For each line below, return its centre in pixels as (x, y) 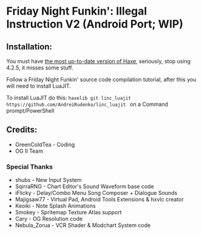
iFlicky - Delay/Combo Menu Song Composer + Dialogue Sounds (96, 193)
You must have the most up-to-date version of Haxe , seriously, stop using (99, 61)
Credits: (22, 130)
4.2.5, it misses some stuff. (40, 68)
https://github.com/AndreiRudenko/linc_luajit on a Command (87, 104)
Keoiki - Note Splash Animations (55, 206)
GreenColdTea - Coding (45, 144)
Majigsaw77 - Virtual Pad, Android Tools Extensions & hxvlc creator (99, 200)
